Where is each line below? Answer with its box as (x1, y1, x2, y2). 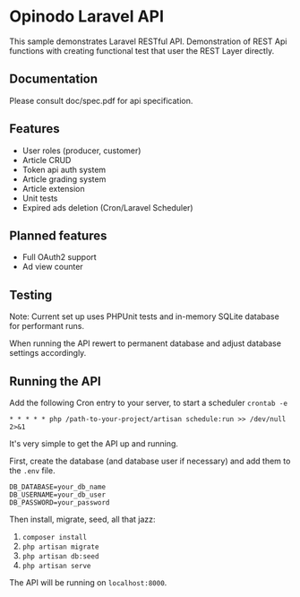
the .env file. (9, 465, 56, 476)
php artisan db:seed (21, 552, 99, 561)
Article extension (21, 183, 85, 194)
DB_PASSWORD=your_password (9, 498, 110, 507)
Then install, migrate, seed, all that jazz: (9, 514, 156, 524)
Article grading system (21, 173, 107, 185)
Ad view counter (21, 262, 83, 273)
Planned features (9, 228, 107, 243)
